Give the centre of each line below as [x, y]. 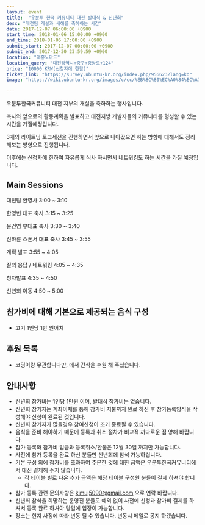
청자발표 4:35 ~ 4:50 [32, 277]
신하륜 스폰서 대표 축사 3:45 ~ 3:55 [49, 239]
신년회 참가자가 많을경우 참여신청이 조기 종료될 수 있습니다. [85, 424]
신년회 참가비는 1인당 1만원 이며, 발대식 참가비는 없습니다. [83, 402]
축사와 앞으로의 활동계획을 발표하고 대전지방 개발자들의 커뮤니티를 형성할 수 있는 [102, 116]
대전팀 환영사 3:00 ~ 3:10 [37, 200]
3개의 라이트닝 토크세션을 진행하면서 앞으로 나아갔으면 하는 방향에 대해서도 [95, 137]
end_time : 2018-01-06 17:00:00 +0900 [54, 40]
